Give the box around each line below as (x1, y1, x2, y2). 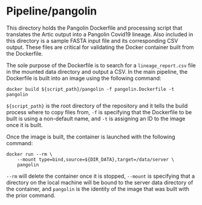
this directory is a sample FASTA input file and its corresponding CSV (6, 37, 178, 44)
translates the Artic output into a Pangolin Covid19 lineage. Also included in (6, 30, 194, 37)
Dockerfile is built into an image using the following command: (6, 74, 161, 82)
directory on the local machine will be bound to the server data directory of (6, 178, 194, 186)
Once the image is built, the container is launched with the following (6, 133, 175, 140)
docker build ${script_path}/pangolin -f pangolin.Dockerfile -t (6, 86, 174, 92)
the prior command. (6, 192, 56, 199)
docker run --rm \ (6, 151, 53, 157)
